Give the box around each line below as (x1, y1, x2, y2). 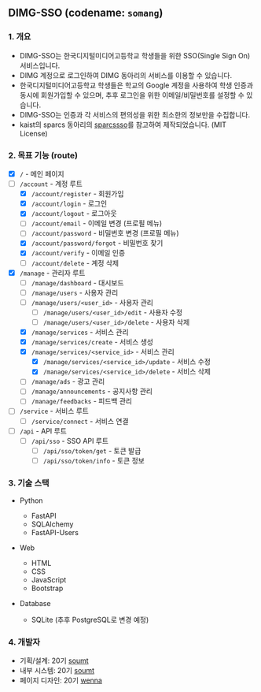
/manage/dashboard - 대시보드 (31, 277, 124, 287)
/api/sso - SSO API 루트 (31, 436, 108, 445)
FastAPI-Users (31, 528, 79, 538)
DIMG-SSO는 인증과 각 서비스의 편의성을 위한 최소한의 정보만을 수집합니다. (19, 110, 251, 119)
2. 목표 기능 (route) (8, 150, 79, 161)
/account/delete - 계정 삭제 (31, 258, 119, 267)
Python (19, 496, 43, 505)
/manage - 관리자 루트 (19, 268, 86, 277)
